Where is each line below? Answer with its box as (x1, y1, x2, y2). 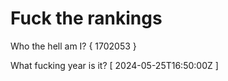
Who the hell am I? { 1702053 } (10, 40, 137, 52)
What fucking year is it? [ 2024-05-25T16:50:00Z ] (10, 59, 219, 71)
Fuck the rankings (10, 7, 163, 30)
